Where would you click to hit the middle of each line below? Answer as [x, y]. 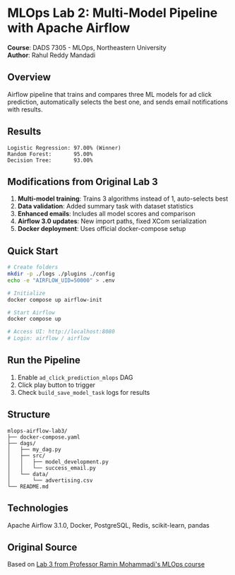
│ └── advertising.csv [50, 480]
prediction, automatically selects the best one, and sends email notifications [117, 102]
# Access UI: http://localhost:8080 [61, 332]
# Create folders [33, 267]
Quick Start [33, 251]
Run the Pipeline [44, 361]
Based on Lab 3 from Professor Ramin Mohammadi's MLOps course [106, 564]
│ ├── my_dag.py [34, 449]
